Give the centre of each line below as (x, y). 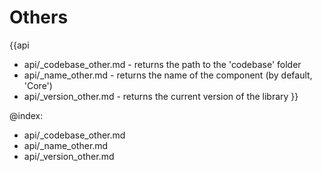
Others (39, 17)
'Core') (38, 85)
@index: (26, 115)
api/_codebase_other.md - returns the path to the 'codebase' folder (162, 64)
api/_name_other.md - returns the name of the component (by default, (168, 75)
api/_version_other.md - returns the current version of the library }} (161, 96)
